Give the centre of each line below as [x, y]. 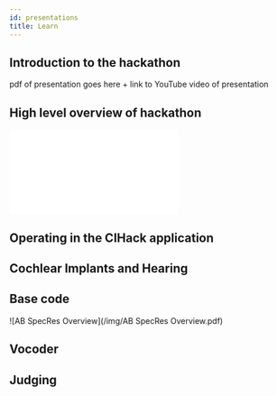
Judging [33, 380]
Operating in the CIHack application [112, 238]
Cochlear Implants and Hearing [99, 268]
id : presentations [44, 18]
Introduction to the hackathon [95, 63]
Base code [40, 299]
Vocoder [34, 350]
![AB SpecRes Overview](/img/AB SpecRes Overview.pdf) [116, 320]
